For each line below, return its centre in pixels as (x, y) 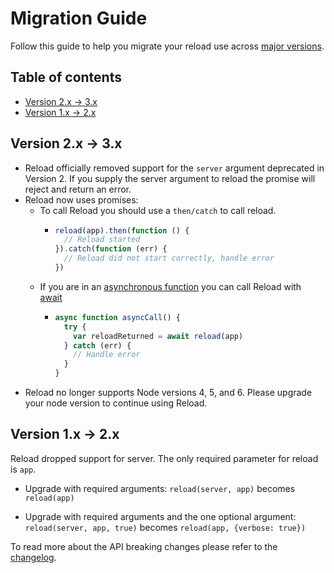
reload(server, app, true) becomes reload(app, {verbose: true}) (165, 527)
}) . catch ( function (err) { (111, 249)
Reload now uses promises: (81, 199)
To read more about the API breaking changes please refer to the (144, 546)
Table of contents (66, 77)
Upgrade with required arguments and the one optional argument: (160, 516)
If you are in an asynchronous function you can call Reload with (170, 286)
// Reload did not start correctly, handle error (169, 258)
